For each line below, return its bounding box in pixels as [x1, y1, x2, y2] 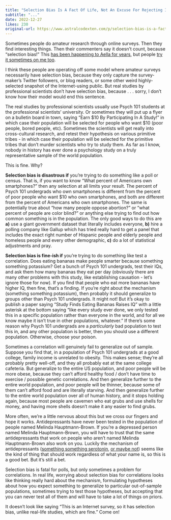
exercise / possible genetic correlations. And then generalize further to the [5, 376, 162, 383]
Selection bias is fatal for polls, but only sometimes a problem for [5, 466, 141, 473]
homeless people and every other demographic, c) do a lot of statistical [5, 237, 155, 243]
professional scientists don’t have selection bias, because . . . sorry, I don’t [5, 88, 162, 94]
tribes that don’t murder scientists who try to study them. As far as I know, [5, 141, 160, 148]
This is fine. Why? [5, 162, 43, 168]
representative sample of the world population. [5, 153, 103, 159]
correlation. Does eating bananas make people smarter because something [5, 258, 163, 264]
